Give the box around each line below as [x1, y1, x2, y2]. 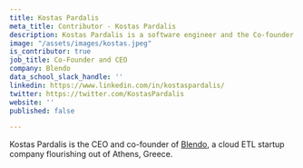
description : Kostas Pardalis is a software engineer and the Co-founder [9, 30, 295, 39]
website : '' [9, 97, 54, 107]
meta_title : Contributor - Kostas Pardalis [9, 22, 177, 31]
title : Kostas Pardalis [9, 13, 100, 23]
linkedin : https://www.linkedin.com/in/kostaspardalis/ [9, 81, 225, 90]
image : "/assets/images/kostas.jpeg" [9, 38, 152, 48]
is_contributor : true [9, 47, 92, 56]
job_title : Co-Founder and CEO [9, 55, 128, 64]
